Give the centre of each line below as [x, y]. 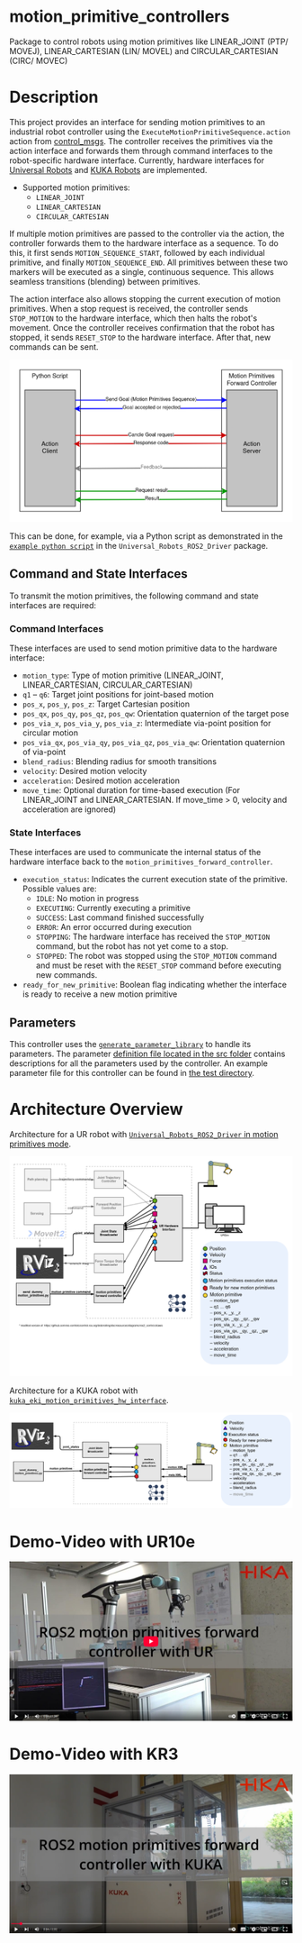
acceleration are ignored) [69, 809]
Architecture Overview [96, 1109]
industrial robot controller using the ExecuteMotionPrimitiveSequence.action [150, 132]
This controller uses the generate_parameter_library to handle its [130, 1044]
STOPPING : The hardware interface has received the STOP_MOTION [153, 937]
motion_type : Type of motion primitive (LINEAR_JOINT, [123, 675]
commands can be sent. [54, 347]
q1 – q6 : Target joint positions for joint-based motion [118, 695]
